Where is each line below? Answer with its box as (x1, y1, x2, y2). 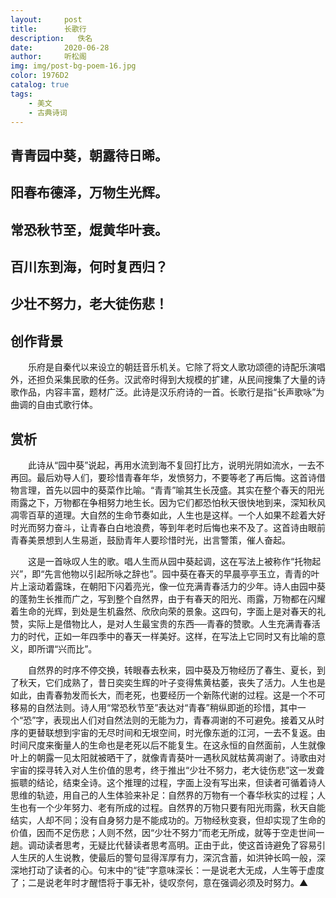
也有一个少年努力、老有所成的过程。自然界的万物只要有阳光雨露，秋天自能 (18, 801, 326, 813)
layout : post (10, 14, 83, 25)
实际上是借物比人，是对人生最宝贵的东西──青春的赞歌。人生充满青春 (27, 617, 312, 630)
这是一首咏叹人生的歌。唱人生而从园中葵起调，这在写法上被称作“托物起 (27, 555, 322, 567)
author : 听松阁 (10, 52, 87, 62)
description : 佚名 (10, 33, 93, 43)
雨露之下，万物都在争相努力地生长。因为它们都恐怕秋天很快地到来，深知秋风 (10, 496, 326, 508)
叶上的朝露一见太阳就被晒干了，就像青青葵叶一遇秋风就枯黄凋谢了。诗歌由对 (10, 751, 326, 763)
